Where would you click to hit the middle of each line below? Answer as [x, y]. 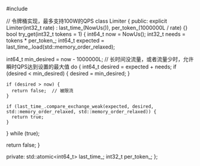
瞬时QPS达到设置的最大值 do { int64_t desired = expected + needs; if [91, 67]
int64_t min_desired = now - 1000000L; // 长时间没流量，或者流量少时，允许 [100, 59]
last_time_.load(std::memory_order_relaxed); [61, 47]
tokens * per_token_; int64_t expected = [55, 40]
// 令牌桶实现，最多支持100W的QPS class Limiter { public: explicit [87, 21]
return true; [28, 117]
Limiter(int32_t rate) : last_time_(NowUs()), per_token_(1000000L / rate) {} [97, 28]
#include [17, 9]
